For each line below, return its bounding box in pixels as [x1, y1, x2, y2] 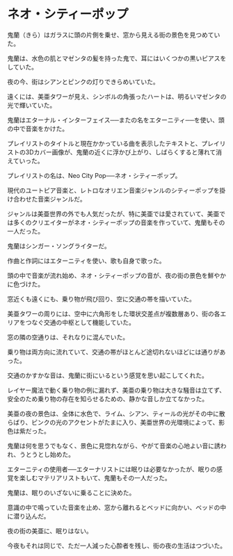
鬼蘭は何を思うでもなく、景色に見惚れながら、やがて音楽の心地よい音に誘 [7, 441, 220, 450]
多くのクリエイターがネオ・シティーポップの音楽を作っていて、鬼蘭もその [13, 218, 225, 227]
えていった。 [7, 156, 44, 165]
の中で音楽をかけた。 [7, 124, 68, 133]
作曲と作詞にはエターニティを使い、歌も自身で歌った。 [7, 256, 166, 265]
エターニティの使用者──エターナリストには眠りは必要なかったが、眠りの [7, 465, 217, 473]
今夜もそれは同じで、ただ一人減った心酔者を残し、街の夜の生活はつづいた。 [7, 541, 227, 550]
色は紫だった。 [7, 427, 50, 435]
